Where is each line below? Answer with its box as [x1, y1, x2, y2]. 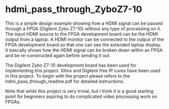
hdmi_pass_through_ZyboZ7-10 [5, 4, 143, 15]
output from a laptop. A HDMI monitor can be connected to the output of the [5, 36, 164, 42]
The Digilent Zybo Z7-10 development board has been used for [5, 62, 137, 68]
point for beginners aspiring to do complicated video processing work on [5, 93, 157, 99]
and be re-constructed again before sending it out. [5, 52, 111, 59]
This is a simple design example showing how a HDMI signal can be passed [5, 20, 163, 26]
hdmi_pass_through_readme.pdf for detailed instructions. [5, 78, 125, 84]
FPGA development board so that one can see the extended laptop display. [5, 41, 162, 47]
